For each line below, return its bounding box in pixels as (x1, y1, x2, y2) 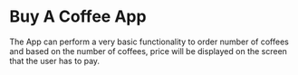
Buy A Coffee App (9, 6, 147, 27)
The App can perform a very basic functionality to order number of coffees (9, 36, 290, 47)
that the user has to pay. (9, 55, 101, 66)
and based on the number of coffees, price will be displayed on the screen (9, 45, 288, 56)
